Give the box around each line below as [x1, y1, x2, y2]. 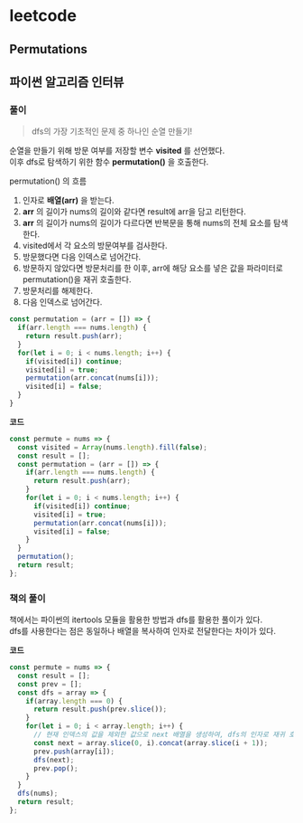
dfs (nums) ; [17, 789, 59, 799]
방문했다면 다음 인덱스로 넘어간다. [22, 251, 142, 262]
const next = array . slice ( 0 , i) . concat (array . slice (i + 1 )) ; [32, 738, 269, 747]
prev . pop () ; [32, 763, 78, 773]
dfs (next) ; [32, 755, 75, 764]
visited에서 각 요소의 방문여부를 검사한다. [22, 241, 168, 251]
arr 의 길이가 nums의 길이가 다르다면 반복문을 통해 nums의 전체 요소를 [22, 218, 272, 229]
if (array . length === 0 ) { [25, 696, 124, 705]
